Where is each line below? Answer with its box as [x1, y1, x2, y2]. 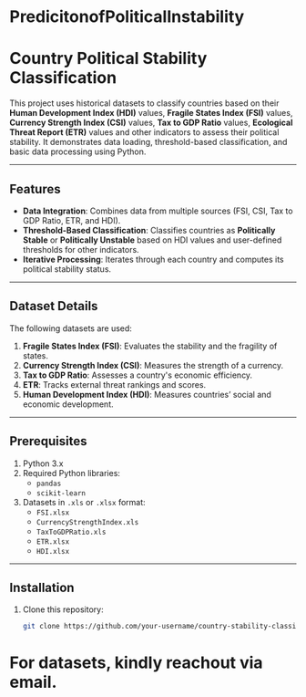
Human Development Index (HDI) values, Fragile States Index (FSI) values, [9, 108, 293, 119]
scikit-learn [36, 488, 87, 498]
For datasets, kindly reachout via [9, 652, 263, 673]
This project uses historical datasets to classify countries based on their [9, 98, 280, 109]
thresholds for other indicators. [22, 244, 139, 255]
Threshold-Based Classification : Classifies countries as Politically [22, 224, 276, 235]
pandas [36, 479, 62, 488]
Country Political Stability [9, 48, 208, 69]
